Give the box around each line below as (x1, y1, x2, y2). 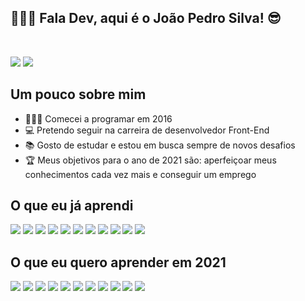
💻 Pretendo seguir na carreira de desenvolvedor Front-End (24, 124, 270, 136)
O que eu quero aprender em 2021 (10, 254, 227, 271)
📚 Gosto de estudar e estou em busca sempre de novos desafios (24, 139, 296, 151)
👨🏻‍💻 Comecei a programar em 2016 (24, 112, 173, 125)
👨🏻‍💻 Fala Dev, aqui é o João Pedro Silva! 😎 (10, 10, 282, 27)
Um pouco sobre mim (10, 86, 147, 103)
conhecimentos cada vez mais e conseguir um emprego (24, 168, 257, 180)
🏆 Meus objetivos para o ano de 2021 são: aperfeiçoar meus (24, 154, 277, 166)
